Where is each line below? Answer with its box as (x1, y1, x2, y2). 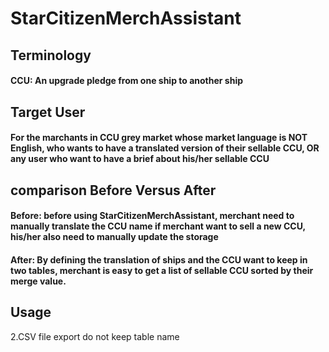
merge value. (10, 275, 67, 287)
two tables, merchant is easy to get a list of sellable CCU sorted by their (10, 264, 314, 276)
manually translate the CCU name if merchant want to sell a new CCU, (10, 220, 306, 232)
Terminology (10, 47, 92, 64)
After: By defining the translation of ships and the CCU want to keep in (10, 253, 308, 266)
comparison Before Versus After (10, 182, 217, 199)
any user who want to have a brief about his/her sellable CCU (10, 153, 270, 165)
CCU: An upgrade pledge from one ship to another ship (10, 75, 244, 87)
